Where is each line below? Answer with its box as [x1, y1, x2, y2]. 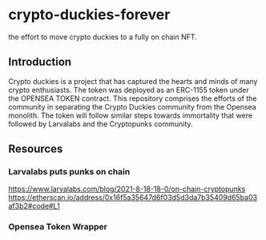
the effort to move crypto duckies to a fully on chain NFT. [8, 32, 198, 42]
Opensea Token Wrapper [8, 222, 108, 233]
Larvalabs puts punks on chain [8, 166, 131, 178]
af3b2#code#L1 [8, 202, 60, 211]
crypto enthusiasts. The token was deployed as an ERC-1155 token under [8, 85, 250, 94]
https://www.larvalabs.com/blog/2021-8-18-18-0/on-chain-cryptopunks [8, 184, 246, 194]
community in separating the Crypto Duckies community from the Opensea [8, 102, 256, 111]
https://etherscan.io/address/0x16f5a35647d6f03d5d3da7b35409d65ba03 [8, 193, 258, 202]
